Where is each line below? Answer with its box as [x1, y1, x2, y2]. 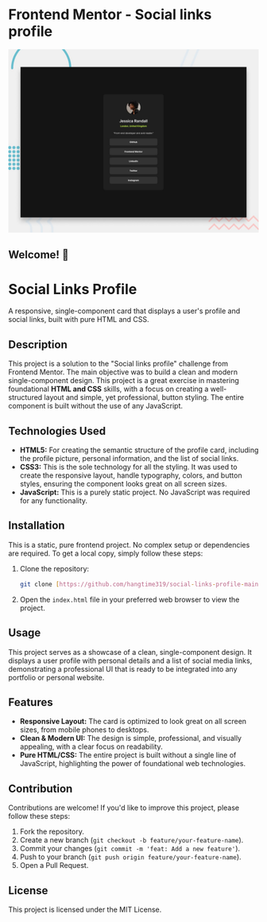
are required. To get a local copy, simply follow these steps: [8, 548, 203, 558]
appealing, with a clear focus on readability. [19, 742, 163, 752]
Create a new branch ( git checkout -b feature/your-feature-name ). [19, 835, 244, 845]
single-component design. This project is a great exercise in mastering [8, 376, 240, 385]
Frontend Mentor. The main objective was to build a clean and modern [8, 367, 238, 377]
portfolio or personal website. [8, 672, 105, 682]
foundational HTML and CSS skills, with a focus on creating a [8, 384, 209, 394]
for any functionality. [19, 496, 88, 506]
